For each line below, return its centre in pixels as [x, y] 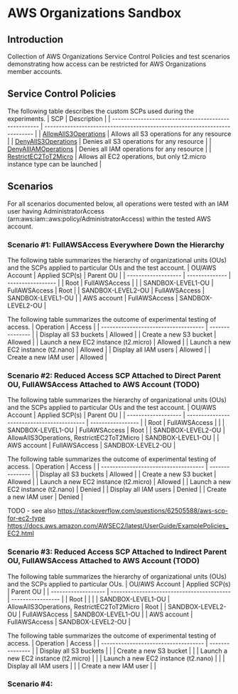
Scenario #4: [30, 684]
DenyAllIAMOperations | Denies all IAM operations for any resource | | [109, 149]
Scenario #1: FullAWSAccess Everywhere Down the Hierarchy [116, 245]
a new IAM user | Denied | [45, 497]
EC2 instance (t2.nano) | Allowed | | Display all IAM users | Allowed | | [109, 349]
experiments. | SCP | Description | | [59, 118]
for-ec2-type [26, 518]
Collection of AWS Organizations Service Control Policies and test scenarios [119, 56]
